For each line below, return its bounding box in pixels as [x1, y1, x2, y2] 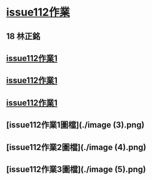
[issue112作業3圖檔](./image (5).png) [6, 164, 147, 174]
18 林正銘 [6, 31, 41, 41]
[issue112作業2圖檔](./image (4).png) [6, 142, 147, 152]
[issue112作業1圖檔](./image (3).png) [6, 120, 145, 130]
